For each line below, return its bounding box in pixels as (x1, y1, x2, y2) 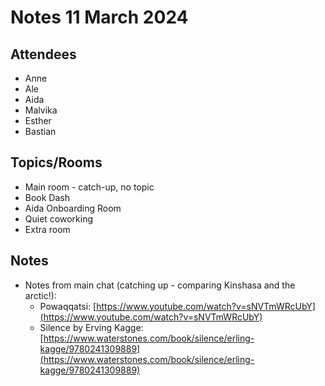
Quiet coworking (24, 212, 94, 225)
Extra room (24, 223, 71, 235)
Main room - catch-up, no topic (24, 181, 155, 193)
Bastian (24, 126, 57, 137)
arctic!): (24, 289, 57, 301)
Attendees (10, 46, 77, 63)
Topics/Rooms (10, 154, 103, 171)
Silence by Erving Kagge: (39, 321, 144, 333)
